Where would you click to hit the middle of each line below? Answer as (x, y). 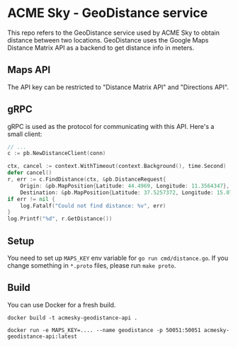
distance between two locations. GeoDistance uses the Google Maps (108, 40)
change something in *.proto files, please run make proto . (92, 266)
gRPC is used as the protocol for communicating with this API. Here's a (111, 126)
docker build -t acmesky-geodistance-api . (73, 318)
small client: (25, 134)
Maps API (29, 70)
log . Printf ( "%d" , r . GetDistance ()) (60, 219)
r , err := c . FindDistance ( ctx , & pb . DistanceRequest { (87, 180)
